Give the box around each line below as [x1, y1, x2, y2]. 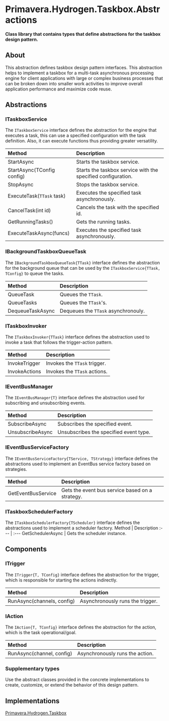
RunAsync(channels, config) [8, 597, 75, 604]
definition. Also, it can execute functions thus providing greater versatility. [5, 138, 158, 144]
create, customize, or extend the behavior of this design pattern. [5, 682, 139, 688]
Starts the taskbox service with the [76, 167, 158, 174]
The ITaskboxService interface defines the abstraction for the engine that [5, 127, 157, 133]
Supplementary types [5, 665, 60, 672]
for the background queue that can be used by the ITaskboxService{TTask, [5, 265, 160, 271]
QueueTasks [8, 299, 37, 306]
